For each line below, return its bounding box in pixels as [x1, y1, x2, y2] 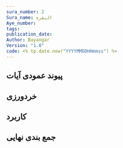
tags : [6, 25, 20, 32]
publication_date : [6, 31, 52, 37]
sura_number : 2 [6, 8, 45, 15]
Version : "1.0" [6, 43, 45, 49]
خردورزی [6, 91, 37, 101]
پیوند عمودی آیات [6, 71, 63, 81]
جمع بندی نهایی [6, 132, 56, 143]
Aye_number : [6, 20, 36, 26]
